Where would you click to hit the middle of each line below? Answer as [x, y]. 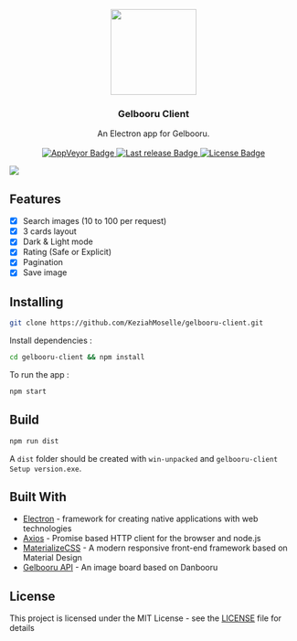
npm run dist [34, 441]
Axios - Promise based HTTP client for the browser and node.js [142, 539]
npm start [28, 392]
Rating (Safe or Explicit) [67, 252]
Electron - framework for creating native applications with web [140, 519]
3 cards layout [50, 231]
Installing [37, 302]
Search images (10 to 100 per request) [95, 221]
